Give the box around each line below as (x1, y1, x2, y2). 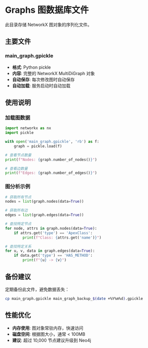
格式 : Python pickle (12, 64, 51, 70)
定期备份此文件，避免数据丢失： (5, 286, 69, 292)
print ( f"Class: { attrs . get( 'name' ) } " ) (22, 235, 102, 240)
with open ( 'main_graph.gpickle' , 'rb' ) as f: (5, 139, 99, 144)
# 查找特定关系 (5, 244, 32, 249)
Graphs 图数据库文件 (5, 4, 89, 16)
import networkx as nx (5, 126, 51, 131)
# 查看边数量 (5, 166, 28, 171)
